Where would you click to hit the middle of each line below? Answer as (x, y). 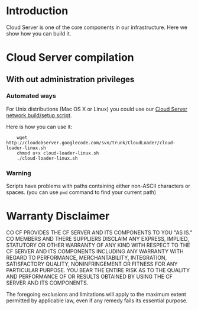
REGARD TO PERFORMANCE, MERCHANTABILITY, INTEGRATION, (87, 258)
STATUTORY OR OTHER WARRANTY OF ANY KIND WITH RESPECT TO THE (98, 245)
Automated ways (31, 96)
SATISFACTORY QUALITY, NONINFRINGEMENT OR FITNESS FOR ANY (92, 264)
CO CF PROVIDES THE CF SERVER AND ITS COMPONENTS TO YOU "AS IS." (99, 233)
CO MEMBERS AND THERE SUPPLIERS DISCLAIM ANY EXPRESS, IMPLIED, (98, 239)
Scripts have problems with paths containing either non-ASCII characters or (98, 186)
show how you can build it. (39, 33)
